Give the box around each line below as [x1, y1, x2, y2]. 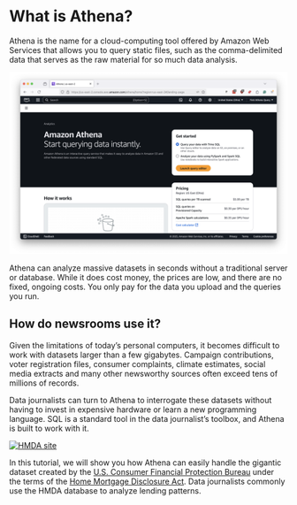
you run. [9, 290, 40, 302]
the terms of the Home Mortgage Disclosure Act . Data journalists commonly [9, 476, 286, 486]
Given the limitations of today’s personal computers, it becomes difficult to [9, 340, 280, 350]
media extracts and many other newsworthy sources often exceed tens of [9, 368, 278, 379]
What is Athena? [9, 6, 133, 27]
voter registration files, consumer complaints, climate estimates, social [9, 358, 266, 369]
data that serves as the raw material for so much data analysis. [9, 54, 238, 65]
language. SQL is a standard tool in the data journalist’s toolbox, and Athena [9, 413, 285, 424]
